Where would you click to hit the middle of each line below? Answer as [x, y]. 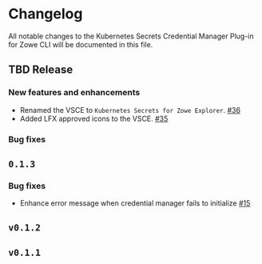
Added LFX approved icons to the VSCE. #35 [94, 118]
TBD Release [41, 70]
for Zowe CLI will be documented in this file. [81, 44]
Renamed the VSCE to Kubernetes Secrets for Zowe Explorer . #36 [130, 110]
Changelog [46, 14]
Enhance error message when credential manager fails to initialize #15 [135, 203]
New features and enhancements [74, 93]
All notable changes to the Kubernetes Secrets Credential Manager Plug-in [131, 36]
